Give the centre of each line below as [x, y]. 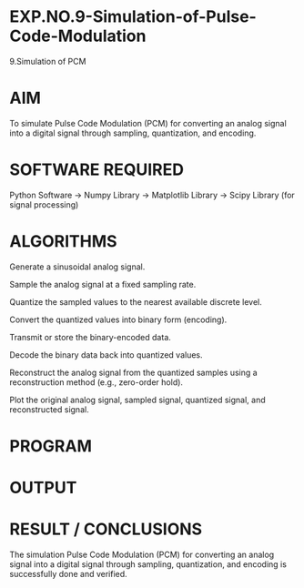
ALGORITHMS [63, 241]
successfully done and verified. [68, 574]
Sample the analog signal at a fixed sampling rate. [103, 284]
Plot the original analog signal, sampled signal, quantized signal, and [137, 400]
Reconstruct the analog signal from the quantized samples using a [133, 372]
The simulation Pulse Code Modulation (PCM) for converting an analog [142, 555]
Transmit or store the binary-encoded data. [90, 337]
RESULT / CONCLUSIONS [106, 529]
